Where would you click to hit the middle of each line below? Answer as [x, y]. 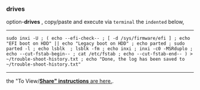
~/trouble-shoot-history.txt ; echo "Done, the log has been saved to [96, 59]
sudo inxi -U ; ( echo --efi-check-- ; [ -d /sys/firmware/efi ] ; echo [98, 38]
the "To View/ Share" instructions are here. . [60, 81]
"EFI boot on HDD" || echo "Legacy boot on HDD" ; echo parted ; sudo [96, 44]
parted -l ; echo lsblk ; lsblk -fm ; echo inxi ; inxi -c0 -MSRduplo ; [100, 49]
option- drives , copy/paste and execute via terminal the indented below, [95, 22]
